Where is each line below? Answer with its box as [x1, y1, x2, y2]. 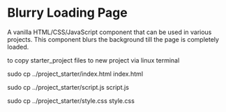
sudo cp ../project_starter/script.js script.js [7, 83, 129, 91]
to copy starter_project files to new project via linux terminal [7, 56, 180, 64]
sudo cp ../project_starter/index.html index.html [7, 70, 144, 78]
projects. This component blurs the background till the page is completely [7, 35, 220, 43]
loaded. [7, 42, 29, 51]
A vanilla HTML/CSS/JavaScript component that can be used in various [7, 28, 212, 36]
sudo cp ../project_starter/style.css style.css [7, 96, 135, 105]
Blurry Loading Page [7, 5, 128, 21]
